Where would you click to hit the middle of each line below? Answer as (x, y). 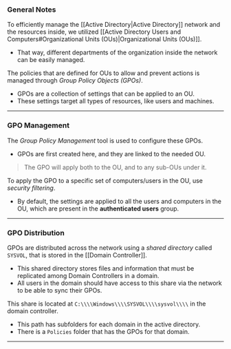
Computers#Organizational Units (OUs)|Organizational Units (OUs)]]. (104, 39)
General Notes (32, 10)
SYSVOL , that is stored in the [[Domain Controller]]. (77, 255)
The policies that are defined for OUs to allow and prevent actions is (103, 73)
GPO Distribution (36, 233)
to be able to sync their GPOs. (59, 290)
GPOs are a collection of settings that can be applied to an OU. (106, 94)
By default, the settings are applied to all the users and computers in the (119, 201)
